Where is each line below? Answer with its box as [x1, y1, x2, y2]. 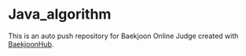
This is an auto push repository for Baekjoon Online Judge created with [8, 31, 239, 40]
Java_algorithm [8, 5, 112, 23]
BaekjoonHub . [8, 39, 54, 48]
